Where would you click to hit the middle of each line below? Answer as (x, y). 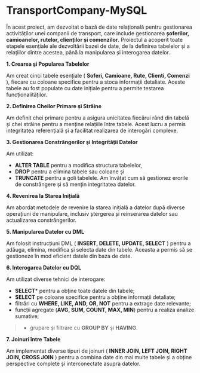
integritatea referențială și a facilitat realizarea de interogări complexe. (92, 130)
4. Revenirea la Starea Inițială (43, 195)
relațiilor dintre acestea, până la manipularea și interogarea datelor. (88, 52)
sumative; (27, 316)
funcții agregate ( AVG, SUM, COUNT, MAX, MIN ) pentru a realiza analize (104, 310)
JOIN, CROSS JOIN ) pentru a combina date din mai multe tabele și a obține (99, 357)
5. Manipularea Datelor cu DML (45, 231)
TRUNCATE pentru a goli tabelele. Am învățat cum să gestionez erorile (101, 178)
